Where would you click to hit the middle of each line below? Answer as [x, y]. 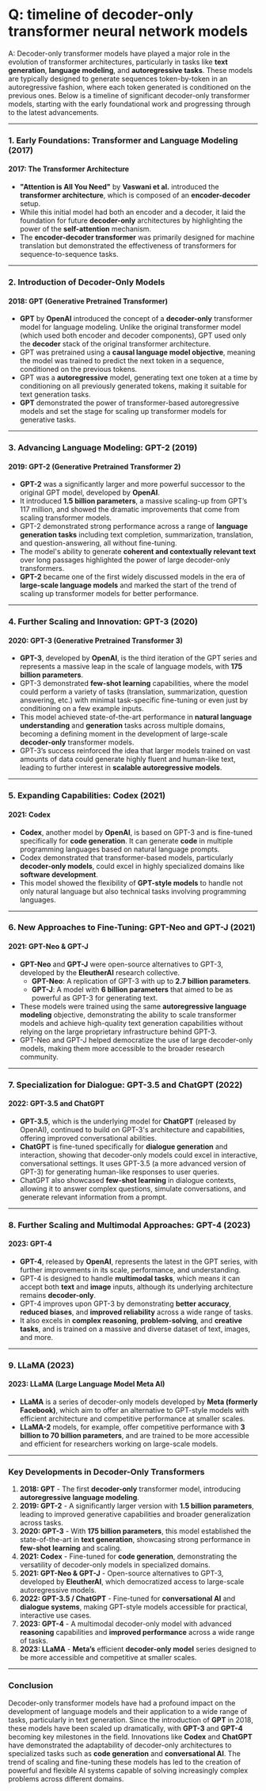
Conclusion [31, 1686]
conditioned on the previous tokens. [78, 369]
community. [39, 1057]
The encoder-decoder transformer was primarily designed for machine [137, 237]
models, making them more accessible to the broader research [122, 1048]
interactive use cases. [55, 1616]
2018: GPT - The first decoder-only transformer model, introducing [130, 1489]
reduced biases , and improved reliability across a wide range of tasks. [136, 1312]
